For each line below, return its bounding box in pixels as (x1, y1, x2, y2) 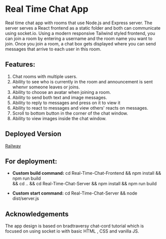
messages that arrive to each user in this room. (5, 46, 102, 52)
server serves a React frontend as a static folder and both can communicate (5, 25, 161, 31)
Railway (5, 143, 21, 149)
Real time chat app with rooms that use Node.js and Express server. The (5, 20, 153, 26)
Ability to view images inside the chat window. (12, 115, 107, 121)
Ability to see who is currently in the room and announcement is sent (12, 79, 153, 84)
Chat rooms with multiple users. (12, 73, 78, 80)
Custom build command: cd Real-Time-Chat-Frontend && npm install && (12, 170, 162, 176)
